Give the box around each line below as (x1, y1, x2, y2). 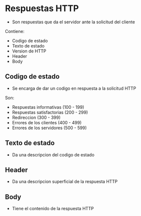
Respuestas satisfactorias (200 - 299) (12, 109, 88, 115)
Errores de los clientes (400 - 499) (12, 119, 82, 125)
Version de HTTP (12, 48, 47, 54)
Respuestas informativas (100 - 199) (12, 104, 84, 110)
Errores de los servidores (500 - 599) (12, 125, 87, 131)
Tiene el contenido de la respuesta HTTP (12, 206, 94, 212)
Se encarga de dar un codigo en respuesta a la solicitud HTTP (12, 85, 137, 91)
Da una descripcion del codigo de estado (12, 151, 94, 158)
